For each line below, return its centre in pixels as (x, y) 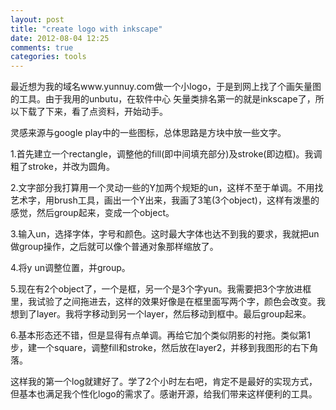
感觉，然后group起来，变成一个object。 (92, 213)
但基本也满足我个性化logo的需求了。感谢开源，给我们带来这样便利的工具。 (164, 394)
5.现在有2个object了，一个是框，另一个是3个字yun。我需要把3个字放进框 (161, 289)
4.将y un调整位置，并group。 (70, 268)
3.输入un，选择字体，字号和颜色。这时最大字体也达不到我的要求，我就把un (165, 234)
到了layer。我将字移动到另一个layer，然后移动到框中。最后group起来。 (165, 314)
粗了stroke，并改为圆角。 (62, 167)
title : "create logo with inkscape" (86, 29)
